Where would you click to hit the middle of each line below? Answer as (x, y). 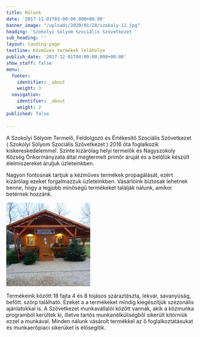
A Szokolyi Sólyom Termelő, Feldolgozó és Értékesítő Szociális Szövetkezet (99, 138)
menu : (13, 69)
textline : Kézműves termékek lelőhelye (56, 51)
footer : (21, 76)
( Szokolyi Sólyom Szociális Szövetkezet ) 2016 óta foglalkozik (83, 144)
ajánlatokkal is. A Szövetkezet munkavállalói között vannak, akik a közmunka (100, 308)
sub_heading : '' (26, 38)
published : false (28, 114)
